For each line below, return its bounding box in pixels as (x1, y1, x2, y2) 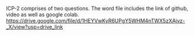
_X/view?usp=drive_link (6, 23, 63, 30)
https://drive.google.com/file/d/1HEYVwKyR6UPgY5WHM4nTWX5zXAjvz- (6, 17, 186, 24)
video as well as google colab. (6, 11, 79, 18)
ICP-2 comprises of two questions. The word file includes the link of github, (6, 5, 189, 12)
